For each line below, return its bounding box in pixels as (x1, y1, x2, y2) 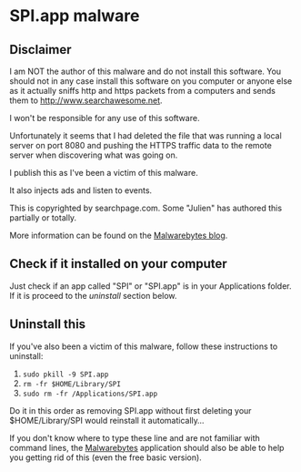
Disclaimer (9, 42, 72, 57)
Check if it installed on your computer (9, 256, 227, 272)
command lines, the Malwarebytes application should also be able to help (9, 442, 285, 453)
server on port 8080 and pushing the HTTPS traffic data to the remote (9, 140, 273, 150)
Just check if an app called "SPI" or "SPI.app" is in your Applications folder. (9, 280, 293, 292)
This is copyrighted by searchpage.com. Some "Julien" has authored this (9, 202, 283, 213)
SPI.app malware (9, 5, 140, 26)
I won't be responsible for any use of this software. (9, 113, 200, 123)
